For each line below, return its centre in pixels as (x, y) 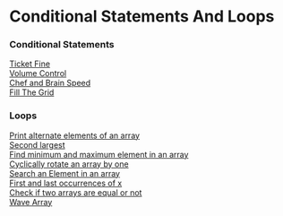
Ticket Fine (30, 64)
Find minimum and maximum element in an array (99, 154)
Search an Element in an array (65, 173)
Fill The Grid (32, 92)
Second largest (37, 144)
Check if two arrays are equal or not (76, 192)
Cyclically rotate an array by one (69, 164)
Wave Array (31, 202)
